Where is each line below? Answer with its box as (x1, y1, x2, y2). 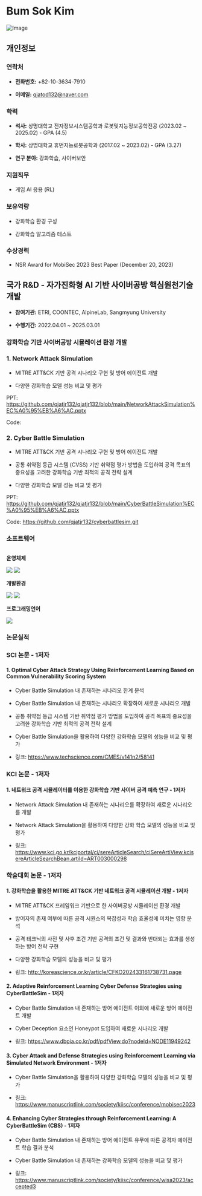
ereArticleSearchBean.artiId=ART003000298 (14, 855, 127, 862)
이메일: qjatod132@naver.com (14, 91, 89, 98)
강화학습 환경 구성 (14, 217, 57, 224)
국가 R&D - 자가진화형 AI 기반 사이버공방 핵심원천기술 (6, 280, 194, 290)
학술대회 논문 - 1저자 (6, 871, 62, 880)
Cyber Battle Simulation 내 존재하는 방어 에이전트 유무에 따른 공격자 (14, 1136, 177, 1144)
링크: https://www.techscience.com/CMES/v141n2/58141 (14, 753, 155, 760)
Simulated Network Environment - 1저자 (6, 1059, 107, 1066)
